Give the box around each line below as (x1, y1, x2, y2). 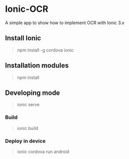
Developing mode (5, 89, 60, 97)
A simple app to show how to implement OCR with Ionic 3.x (5, 20, 125, 26)
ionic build (17, 125, 38, 131)
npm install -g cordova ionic (17, 47, 74, 53)
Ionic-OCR (5, 3, 49, 15)
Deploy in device (5, 137, 46, 144)
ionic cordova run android (17, 149, 70, 155)
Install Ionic (5, 34, 41, 42)
